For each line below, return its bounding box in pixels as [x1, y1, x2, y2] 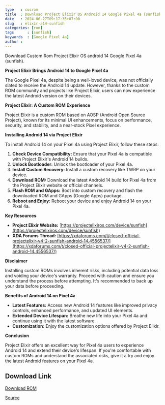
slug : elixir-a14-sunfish [5, 21, 65, 26]
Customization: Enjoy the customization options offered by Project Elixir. [12, 323, 160, 329]
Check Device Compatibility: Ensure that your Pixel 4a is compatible [12, 151, 152, 156]
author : [5, 39, 23, 44]
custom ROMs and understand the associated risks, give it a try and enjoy [5, 352, 155, 358]
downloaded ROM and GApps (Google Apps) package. [12, 192, 123, 198]
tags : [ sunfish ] [5, 30, 52, 35]
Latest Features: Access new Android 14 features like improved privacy [12, 302, 158, 308]
